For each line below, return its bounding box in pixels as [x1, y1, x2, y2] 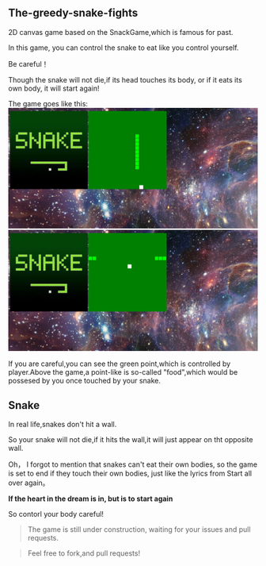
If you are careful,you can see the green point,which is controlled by [8, 359, 231, 368]
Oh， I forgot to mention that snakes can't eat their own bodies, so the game [8, 460, 258, 469]
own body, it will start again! [8, 83, 101, 93]
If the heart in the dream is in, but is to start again [8, 494, 173, 503]
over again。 [8, 478, 50, 487]
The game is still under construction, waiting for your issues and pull [27, 525, 251, 534]
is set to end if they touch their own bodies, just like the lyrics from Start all [8, 468, 252, 479]
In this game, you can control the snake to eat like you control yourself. [8, 43, 239, 52]
